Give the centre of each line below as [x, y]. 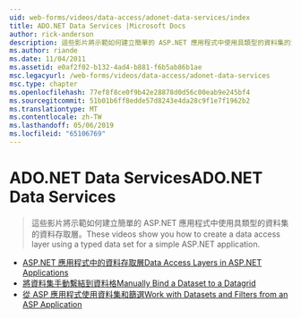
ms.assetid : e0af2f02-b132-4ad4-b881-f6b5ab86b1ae [106, 68]
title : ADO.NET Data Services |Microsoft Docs [98, 26]
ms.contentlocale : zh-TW [56, 117]
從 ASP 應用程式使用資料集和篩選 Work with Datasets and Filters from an [155, 294]
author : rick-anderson [52, 34]
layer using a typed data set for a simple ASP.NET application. [146, 244]
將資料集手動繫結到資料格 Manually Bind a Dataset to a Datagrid [139, 283]
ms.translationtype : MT [54, 109]
